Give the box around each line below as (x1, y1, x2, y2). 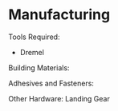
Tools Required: (8, 32, 60, 42)
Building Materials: (8, 62, 70, 73)
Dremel (19, 47, 44, 57)
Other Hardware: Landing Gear (8, 93, 110, 103)
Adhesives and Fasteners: (8, 78, 95, 88)
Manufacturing (8, 6, 111, 24)
